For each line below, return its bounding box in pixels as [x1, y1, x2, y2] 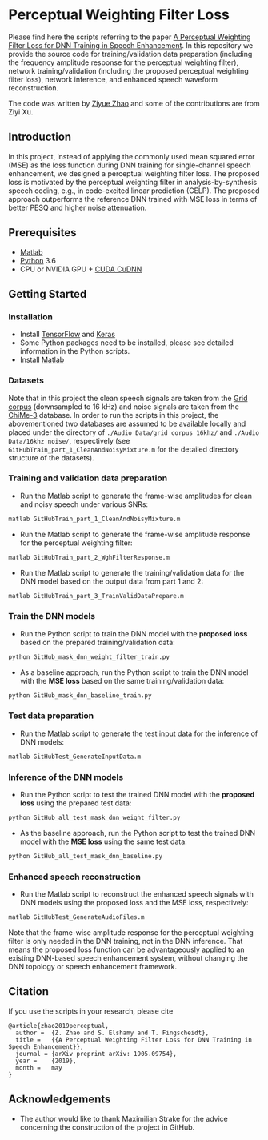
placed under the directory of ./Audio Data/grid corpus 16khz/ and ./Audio [8, 427, 260, 437]
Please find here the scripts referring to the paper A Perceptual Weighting [8, 32, 251, 42]
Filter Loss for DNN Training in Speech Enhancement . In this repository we [8, 40, 254, 50]
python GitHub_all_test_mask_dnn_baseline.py [8, 852, 162, 860]
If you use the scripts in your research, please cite [8, 1006, 174, 1016]
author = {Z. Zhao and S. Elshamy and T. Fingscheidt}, [15, 1029, 210, 1037]
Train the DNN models [8, 611, 96, 622]
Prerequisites [8, 226, 77, 239]
